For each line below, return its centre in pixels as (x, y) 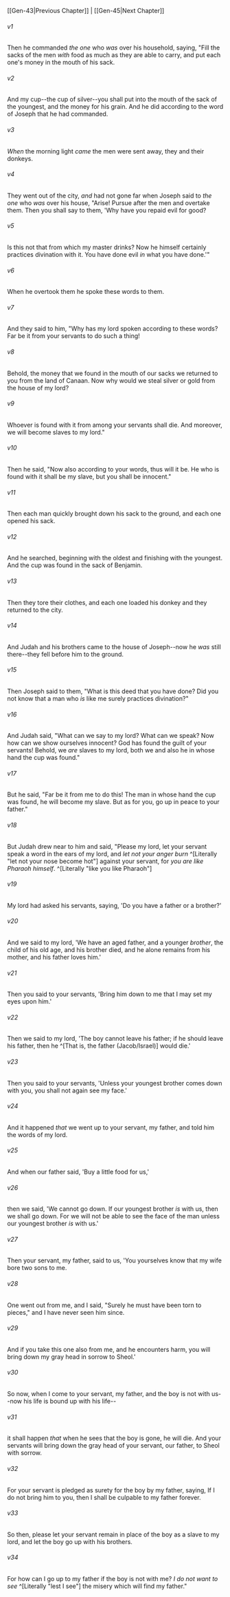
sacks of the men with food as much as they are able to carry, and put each (114, 55)
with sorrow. (25, 1453)
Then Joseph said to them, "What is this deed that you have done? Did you (113, 691)
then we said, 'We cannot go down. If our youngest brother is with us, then (113, 1209)
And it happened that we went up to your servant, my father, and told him (111, 1127)
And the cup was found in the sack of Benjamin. (75, 565)
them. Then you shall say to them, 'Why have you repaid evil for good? (107, 210)
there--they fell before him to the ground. (66, 654)
